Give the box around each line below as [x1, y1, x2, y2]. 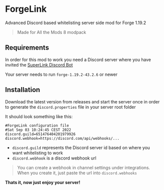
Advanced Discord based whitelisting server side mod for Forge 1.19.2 [5, 20, 146, 26]
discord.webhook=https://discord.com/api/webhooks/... [5, 136, 120, 141]
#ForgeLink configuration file [5, 123, 69, 128]
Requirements [5, 43, 49, 52]
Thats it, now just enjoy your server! [5, 179, 81, 185]
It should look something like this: [5, 113, 73, 119]
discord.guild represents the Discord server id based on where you [12, 144, 150, 151]
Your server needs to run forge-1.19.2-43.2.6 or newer [5, 71, 118, 77]
